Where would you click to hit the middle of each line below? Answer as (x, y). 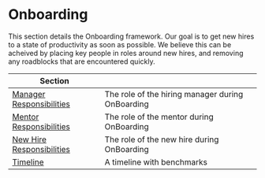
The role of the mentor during (159, 117)
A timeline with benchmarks (156, 161)
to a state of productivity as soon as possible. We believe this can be (120, 44)
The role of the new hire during (162, 139)
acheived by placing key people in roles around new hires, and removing (126, 53)
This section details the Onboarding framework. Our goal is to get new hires (131, 36)
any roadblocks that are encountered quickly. (82, 61)
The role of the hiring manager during (174, 94)
